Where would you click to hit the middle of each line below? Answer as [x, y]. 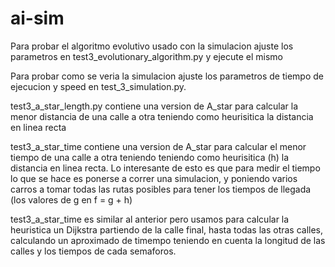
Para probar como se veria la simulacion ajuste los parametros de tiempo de [167, 76]
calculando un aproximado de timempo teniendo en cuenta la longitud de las [168, 240]
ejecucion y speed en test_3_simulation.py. [98, 86]
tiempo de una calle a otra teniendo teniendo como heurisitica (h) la [150, 157]
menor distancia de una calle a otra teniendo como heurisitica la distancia [162, 116]
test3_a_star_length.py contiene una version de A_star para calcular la [154, 106]
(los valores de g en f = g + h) [71, 199]
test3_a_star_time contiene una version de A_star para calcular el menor [158, 146]
